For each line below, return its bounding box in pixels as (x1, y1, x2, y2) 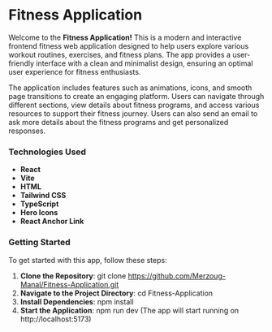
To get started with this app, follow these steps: (8, 255, 168, 265)
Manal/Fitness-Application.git (19, 279, 119, 289)
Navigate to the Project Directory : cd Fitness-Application (19, 288, 214, 298)
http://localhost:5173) (19, 314, 92, 324)
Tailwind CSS (19, 191, 67, 200)
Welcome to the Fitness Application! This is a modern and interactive (8, 32, 242, 42)
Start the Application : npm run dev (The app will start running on (19, 305, 240, 315)
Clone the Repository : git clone (19, 270, 127, 281)
